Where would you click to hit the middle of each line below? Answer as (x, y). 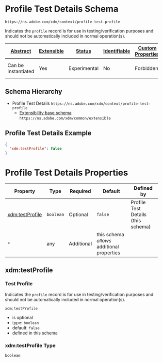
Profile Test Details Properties (67, 173)
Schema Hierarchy (34, 91)
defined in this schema (35, 333)
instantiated (21, 71)
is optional (22, 317)
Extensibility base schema (45, 113)
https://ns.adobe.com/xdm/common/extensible (65, 118)
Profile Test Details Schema (62, 9)
